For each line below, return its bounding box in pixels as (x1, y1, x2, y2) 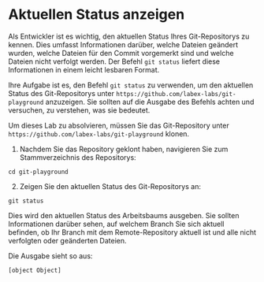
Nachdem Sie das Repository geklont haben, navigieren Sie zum (19, 144, 229, 154)
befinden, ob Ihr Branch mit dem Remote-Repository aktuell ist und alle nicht (8, 227, 257, 237)
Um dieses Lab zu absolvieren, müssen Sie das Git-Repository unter (8, 121, 230, 130)
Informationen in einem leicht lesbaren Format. (8, 65, 160, 74)
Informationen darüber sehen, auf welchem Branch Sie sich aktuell (8, 219, 225, 228)
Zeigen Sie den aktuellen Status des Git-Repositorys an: (19, 181, 201, 191)
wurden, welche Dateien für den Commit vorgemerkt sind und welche (8, 48, 234, 58)
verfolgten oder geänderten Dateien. (8, 236, 128, 245)
